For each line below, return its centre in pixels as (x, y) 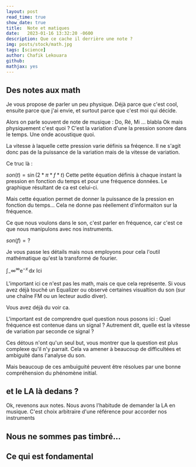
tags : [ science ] (26, 50)
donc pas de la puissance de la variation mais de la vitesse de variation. (93, 152)
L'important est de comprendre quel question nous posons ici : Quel (88, 319)
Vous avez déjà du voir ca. (38, 307)
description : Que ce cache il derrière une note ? (69, 39)
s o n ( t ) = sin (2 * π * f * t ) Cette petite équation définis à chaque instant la (94, 175)
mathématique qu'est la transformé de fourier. (62, 258)
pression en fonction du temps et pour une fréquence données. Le (87, 181)
